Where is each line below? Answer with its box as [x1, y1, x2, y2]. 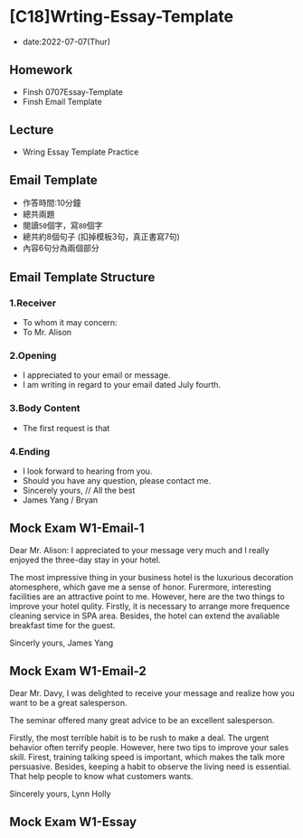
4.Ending [9, 445, 51, 457]
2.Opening [9, 349, 57, 362]
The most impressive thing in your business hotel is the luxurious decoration [9, 571, 294, 582]
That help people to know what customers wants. [9, 770, 194, 781]
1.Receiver [9, 297, 57, 309]
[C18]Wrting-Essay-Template [9, 6, 233, 27]
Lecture [9, 122, 54, 137]
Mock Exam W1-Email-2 [9, 664, 147, 679]
